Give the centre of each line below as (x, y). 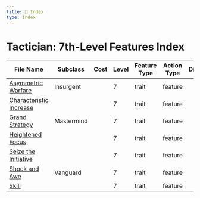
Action (173, 66)
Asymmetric (26, 83)
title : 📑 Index (25, 12)
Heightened (26, 135)
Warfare (20, 91)
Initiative (21, 159)
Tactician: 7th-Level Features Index (95, 47)
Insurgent (68, 87)
